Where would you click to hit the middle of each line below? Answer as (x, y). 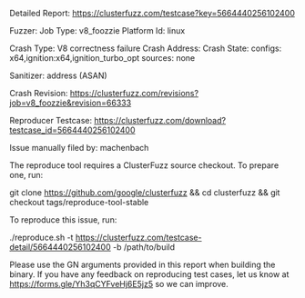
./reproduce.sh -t (41, 237)
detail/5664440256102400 (60, 247)
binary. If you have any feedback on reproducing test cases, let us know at (149, 274)
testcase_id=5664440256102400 (72, 130)
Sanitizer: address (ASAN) (58, 75)
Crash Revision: (39, 93)
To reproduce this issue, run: (63, 220)
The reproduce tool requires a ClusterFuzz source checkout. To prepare (144, 165)
